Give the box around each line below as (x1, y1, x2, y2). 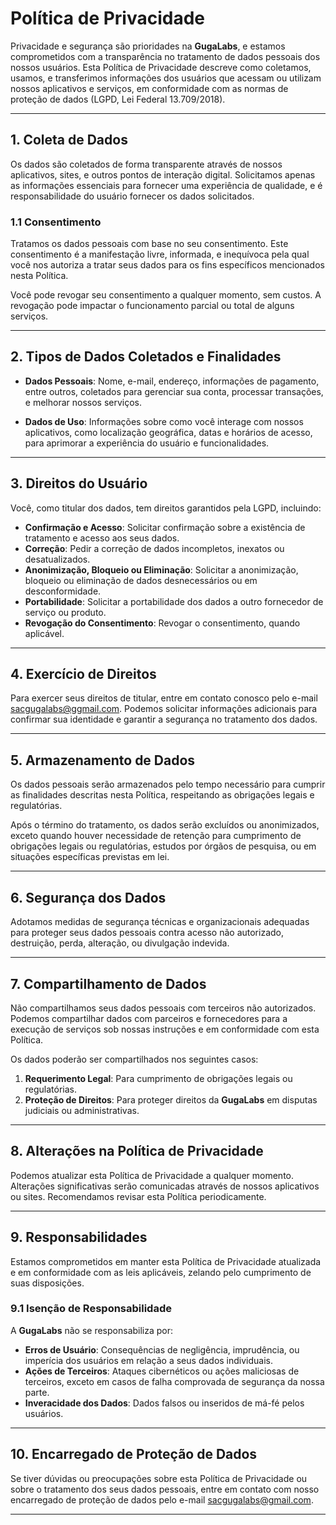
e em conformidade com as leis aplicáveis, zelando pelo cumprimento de (10, 1266, 312, 1278)
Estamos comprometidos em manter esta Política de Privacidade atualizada (10, 1255, 322, 1267)
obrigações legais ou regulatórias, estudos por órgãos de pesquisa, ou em (10, 840, 317, 852)
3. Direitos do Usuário (10, 475, 148, 492)
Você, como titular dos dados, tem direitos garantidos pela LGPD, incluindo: (10, 502, 322, 514)
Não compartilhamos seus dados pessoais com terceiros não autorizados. (10, 1002, 317, 1014)
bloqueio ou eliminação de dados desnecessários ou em (24, 574, 258, 586)
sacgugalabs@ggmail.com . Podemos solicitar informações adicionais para (10, 703, 318, 715)
